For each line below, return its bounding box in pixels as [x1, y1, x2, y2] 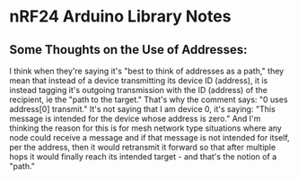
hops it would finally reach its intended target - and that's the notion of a [9, 151, 277, 162]
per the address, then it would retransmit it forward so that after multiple [9, 141, 276, 152]
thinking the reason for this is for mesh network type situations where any [9, 123, 283, 133]
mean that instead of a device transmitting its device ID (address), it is [9, 75, 268, 86]
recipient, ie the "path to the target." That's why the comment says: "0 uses [9, 94, 289, 105]
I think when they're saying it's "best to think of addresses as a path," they [9, 65, 285, 76]
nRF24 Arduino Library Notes [9, 6, 232, 27]
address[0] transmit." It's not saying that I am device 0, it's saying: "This [9, 104, 276, 114]
